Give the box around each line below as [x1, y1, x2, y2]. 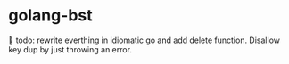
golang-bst [8, 5, 93, 26]
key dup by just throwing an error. [8, 44, 133, 54]
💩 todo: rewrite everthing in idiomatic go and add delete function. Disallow [8, 35, 280, 45]
